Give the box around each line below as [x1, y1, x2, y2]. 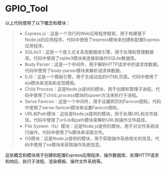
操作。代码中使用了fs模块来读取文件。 [29, 129, 107, 135]
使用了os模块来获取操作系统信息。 [33, 141, 104, 147]
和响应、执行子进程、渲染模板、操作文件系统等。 [5, 158, 105, 164]
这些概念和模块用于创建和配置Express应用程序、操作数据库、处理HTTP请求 [5, 152, 160, 158]
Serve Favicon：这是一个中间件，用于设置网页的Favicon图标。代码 [24, 98, 161, 104]
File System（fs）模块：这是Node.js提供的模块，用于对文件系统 [24, 123, 155, 129]
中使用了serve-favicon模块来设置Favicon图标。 [24, 104, 121, 110]
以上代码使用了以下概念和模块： [5, 20, 70, 26]
